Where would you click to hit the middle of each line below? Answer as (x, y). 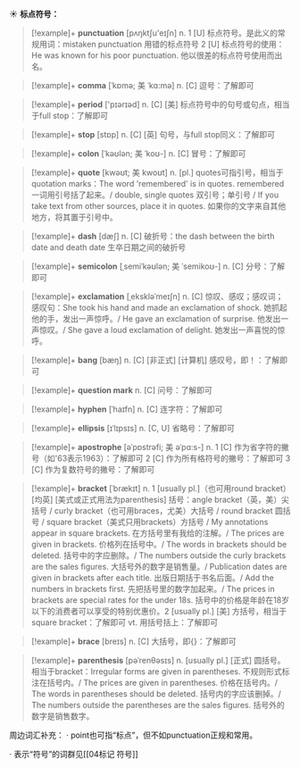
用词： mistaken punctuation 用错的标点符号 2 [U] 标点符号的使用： (162, 44)
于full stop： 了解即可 (70, 116)
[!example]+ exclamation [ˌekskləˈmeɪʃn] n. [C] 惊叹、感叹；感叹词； (157, 296)
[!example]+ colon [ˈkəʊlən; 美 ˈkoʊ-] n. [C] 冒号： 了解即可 (138, 154)
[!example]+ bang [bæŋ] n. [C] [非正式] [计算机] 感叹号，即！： (148, 360)
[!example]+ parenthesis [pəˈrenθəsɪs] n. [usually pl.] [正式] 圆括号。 (158, 660)
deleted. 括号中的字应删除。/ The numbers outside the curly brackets (158, 555)
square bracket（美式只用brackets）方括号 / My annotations (157, 522)
